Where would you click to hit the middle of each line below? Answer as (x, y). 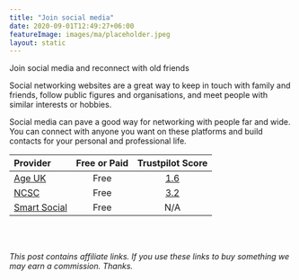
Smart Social (40, 207)
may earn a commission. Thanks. (71, 267)
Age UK (30, 179)
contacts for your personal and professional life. (98, 141)
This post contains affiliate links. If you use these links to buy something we (149, 257)
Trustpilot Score (172, 163)
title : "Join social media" (62, 17)
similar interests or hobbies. (61, 105)
